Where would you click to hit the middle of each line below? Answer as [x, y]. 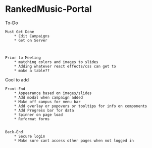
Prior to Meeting [23, 58]
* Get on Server [31, 40]
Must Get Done [20, 32]
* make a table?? [32, 71]
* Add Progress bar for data [44, 110]
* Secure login [30, 136]
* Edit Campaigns [32, 36]
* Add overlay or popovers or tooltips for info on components [81, 106]
